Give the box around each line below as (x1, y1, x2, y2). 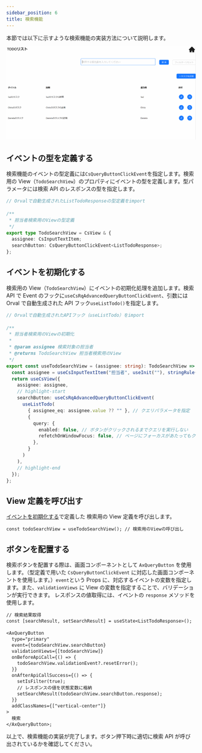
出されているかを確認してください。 (6, 740, 96, 748)
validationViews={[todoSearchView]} (11, 649, 103, 655)
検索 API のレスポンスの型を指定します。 (37, 185, 138, 192)
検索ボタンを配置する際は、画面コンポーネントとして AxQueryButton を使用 (6, 561, 192, 568)
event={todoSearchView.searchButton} (11, 643, 106, 649)
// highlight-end (17, 465, 61, 471)
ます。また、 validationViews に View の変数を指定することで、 (6, 584, 163, 591)
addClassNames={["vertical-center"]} (11, 703, 106, 709)
